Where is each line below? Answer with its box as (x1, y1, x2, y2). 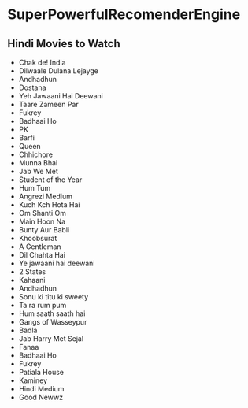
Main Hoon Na (18, 217, 66, 226)
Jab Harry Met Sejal (18, 334, 84, 343)
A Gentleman (18, 242, 61, 251)
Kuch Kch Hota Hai (18, 200, 80, 210)
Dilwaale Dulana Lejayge (18, 66, 99, 76)
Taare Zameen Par (18, 100, 80, 109)
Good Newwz (18, 392, 64, 402)
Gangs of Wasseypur (18, 317, 87, 326)
